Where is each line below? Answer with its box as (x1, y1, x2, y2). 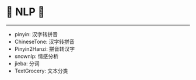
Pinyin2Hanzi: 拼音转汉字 (14, 45, 75, 52)
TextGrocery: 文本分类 (14, 67, 68, 74)
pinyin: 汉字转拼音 (14, 30, 58, 37)
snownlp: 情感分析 (14, 53, 59, 60)
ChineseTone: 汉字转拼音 (14, 38, 75, 45)
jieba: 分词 (14, 60, 40, 67)
